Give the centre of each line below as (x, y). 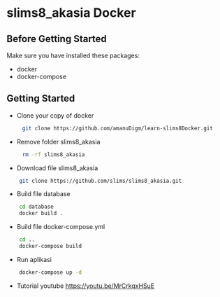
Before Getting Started (57, 39)
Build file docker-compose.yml (61, 227)
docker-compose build (50, 247)
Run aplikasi (34, 259)
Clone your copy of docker (55, 115)
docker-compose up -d (50, 272)
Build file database (43, 194)
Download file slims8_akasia (57, 168)
